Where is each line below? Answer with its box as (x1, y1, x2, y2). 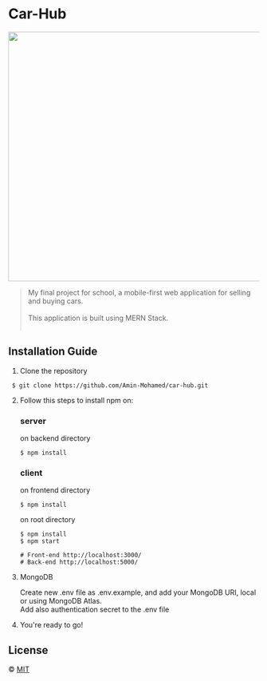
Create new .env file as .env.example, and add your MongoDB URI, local (19, 588, 257, 597)
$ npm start (19, 537, 60, 545)
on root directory (19, 515, 76, 525)
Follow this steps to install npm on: (19, 395, 134, 405)
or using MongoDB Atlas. (19, 596, 102, 606)
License (8, 643, 49, 657)
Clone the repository (19, 366, 88, 375)
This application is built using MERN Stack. (27, 313, 169, 323)
